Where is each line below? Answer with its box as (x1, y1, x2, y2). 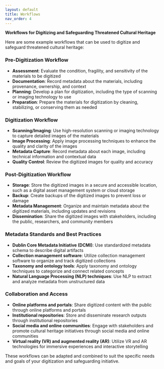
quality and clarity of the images (12, 143, 77, 149)
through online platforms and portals (12, 307, 86, 313)
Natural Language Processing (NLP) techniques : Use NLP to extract (12, 273, 152, 279)
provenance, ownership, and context (12, 83, 87, 89)
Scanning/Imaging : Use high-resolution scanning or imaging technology (12, 127, 159, 133)
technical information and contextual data (12, 153, 96, 159)
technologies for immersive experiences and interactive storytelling (12, 344, 148, 349)
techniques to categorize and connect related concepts (12, 268, 124, 274)
